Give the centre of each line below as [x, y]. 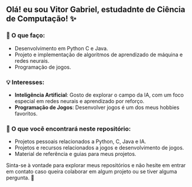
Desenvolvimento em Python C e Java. [61, 48]
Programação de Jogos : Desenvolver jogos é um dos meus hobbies [97, 107]
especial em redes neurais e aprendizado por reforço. [79, 101]
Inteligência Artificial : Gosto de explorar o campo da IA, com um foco [99, 95]
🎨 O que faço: [26, 36]
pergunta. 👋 [20, 178]
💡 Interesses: [25, 82]
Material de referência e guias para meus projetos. [75, 154]
